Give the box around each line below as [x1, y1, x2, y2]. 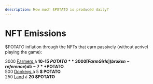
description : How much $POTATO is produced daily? [5, 7, 109, 12]
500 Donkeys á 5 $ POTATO [5, 69, 61, 74]
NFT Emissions [5, 28, 67, 39]
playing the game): [5, 49, 42, 55]
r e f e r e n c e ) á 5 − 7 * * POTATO [5, 63, 64, 69]
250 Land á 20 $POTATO [5, 73, 56, 80]
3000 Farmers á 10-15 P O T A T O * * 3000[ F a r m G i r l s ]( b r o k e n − [5, 58, 130, 64]
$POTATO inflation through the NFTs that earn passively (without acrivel [5, 44, 148, 50]
